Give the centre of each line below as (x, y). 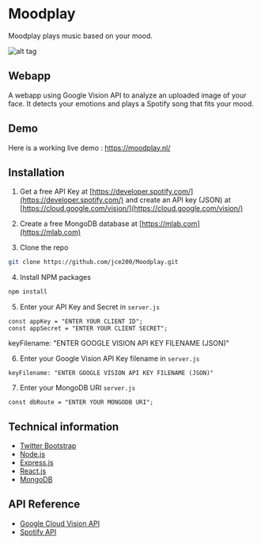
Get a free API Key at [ (56, 192)
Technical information (64, 426)
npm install (28, 292)
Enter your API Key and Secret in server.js (90, 307)
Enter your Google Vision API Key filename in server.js (110, 358)
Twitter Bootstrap (48, 446)
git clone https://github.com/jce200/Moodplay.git (93, 262)
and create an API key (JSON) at (178, 200)
